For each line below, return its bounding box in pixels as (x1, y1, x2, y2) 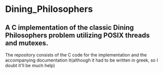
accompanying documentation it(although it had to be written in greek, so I (5, 57, 158, 63)
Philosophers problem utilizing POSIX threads (5, 31, 150, 39)
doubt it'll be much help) (5, 63, 56, 68)
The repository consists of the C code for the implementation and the (5, 52, 147, 58)
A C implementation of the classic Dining (5, 23, 134, 32)
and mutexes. (5, 39, 49, 47)
